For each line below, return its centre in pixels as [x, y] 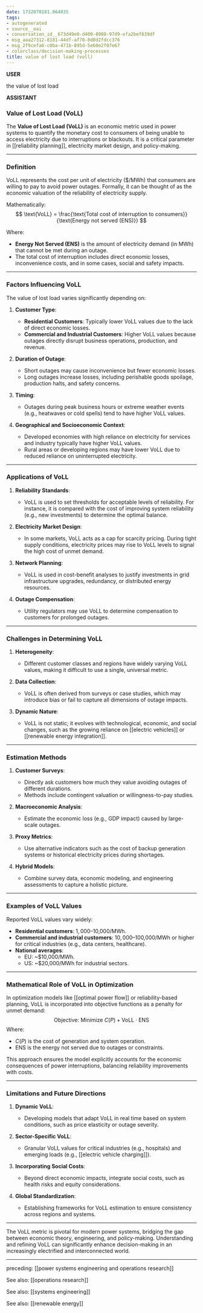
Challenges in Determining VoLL [54, 639]
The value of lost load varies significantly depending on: [76, 298]
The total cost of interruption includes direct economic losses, [92, 257]
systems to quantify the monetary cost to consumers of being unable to [95, 132]
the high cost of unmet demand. [64, 551]
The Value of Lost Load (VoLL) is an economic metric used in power [91, 126]
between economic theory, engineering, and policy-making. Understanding [100, 1238]
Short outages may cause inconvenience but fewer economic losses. [110, 370]
